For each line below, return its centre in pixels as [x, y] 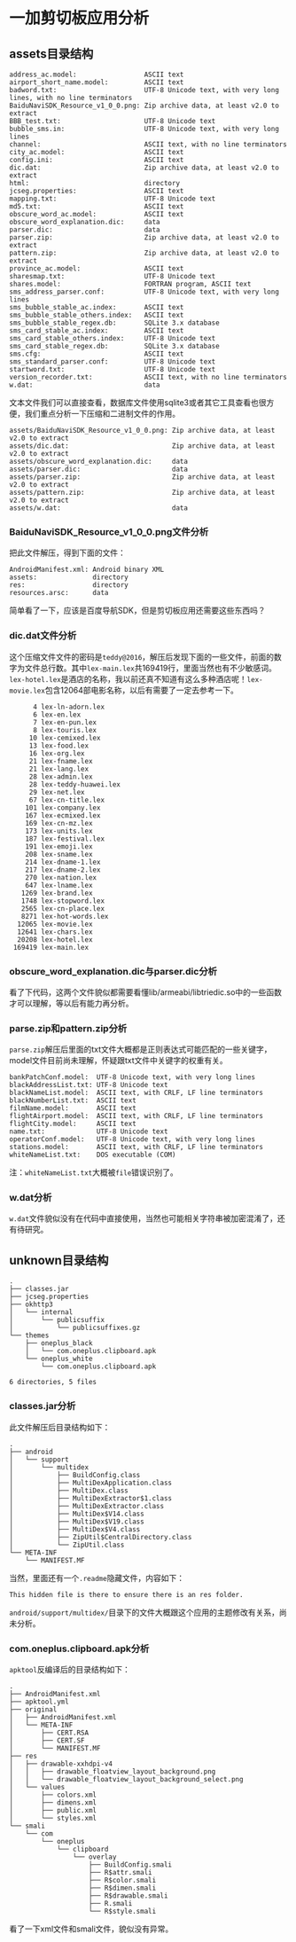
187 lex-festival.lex [65, 839]
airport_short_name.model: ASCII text [97, 82]
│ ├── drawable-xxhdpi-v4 [61, 1764]
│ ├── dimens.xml [53, 1802]
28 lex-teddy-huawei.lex [75, 784]
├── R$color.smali [122, 1880]
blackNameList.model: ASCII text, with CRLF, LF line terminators [136, 1093]
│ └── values [37, 1787]
